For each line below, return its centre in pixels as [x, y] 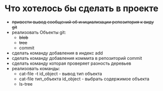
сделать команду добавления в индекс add [57, 53]
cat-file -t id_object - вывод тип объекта [61, 73]
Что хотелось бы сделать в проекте [81, 9]
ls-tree [26, 84]
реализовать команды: [36, 68]
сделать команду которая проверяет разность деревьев [71, 63]
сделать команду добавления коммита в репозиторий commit [77, 58]
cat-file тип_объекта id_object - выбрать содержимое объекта [84, 79]
